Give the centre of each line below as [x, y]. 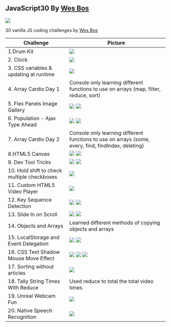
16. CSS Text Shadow [34, 252]
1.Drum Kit [21, 51]
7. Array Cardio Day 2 [34, 139]
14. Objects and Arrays [36, 226]
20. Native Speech [30, 310]
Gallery [17, 110]
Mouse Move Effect [31, 258]
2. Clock [18, 60]
